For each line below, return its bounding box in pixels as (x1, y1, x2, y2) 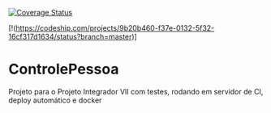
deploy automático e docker (8, 95, 102, 105)
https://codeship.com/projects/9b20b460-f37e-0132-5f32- (15, 23, 215, 32)
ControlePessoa (8, 61, 119, 78)
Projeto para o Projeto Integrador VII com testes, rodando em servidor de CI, (8, 86, 264, 96)
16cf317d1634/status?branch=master (8, 32, 132, 41)
